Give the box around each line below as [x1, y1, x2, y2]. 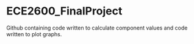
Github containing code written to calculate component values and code [6, 24, 188, 31]
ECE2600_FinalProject [6, 4, 123, 18]
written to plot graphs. [6, 30, 62, 37]
